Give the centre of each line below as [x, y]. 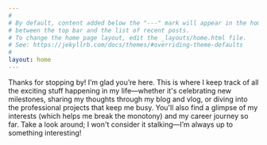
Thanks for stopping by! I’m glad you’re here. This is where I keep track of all [133, 82]
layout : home [30, 60]
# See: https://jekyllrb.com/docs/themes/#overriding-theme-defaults [126, 45]
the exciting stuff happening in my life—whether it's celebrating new [120, 90]
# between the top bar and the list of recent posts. [99, 30]
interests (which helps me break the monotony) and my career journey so [128, 116]
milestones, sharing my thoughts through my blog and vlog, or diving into [128, 99]
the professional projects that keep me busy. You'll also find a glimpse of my [133, 107]
